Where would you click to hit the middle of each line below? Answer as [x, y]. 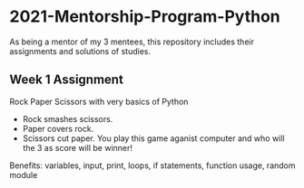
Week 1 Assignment [67, 80]
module [24, 174]
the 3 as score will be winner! [78, 147]
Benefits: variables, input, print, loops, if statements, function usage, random [153, 165]
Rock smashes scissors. [68, 118]
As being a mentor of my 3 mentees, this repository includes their [132, 42]
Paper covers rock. [58, 128]
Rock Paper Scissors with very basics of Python [99, 101]
